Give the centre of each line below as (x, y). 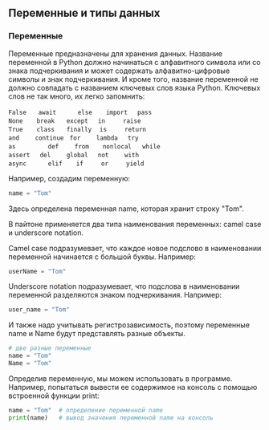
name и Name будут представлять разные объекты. (97, 334)
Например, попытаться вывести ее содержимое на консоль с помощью (133, 387)
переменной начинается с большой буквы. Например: (102, 257)
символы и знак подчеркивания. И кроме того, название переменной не (133, 79)
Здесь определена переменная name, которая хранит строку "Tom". (126, 209)
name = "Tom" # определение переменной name (86, 410)
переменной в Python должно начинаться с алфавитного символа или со (134, 62)
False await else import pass (80, 112)
